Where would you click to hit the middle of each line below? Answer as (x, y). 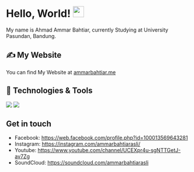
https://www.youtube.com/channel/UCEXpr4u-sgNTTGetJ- (109, 150)
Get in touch (29, 124)
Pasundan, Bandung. (31, 36)
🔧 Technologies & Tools (49, 91)
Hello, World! (39, 14)
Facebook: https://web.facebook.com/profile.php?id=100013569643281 (101, 138)
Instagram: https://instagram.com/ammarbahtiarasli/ (77, 144)
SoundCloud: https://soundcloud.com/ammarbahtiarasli (82, 163)
